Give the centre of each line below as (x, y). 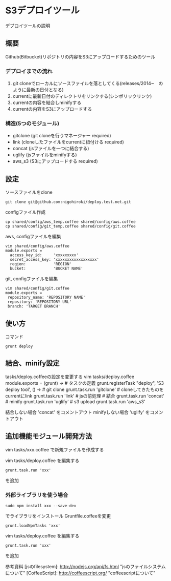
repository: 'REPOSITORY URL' (40, 302)
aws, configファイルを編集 (33, 237)
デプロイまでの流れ (29, 71)
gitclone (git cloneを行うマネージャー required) (62, 136)
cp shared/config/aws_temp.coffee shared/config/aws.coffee (71, 222)
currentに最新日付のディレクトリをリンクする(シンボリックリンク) (82, 96)
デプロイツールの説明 (28, 26)
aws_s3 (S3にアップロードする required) (55, 161)
